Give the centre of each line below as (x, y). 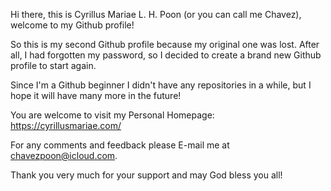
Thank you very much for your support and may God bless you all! (146, 175)
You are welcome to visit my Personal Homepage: (112, 115)
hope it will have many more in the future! (96, 95)
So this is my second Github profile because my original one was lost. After (165, 44)
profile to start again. (53, 65)
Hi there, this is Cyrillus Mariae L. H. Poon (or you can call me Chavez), (156, 14)
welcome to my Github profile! (72, 25)
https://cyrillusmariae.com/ (66, 125)
